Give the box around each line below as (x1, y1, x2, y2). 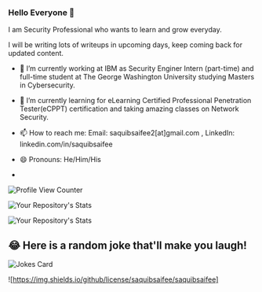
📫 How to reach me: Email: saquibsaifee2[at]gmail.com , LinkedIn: (19, 128, 235, 138)
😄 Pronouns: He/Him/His (19, 155, 102, 164)
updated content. (8, 49, 64, 58)
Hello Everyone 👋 (8, 7, 75, 18)
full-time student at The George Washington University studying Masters (19, 72, 255, 82)
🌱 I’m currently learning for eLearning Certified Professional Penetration (19, 96, 252, 105)
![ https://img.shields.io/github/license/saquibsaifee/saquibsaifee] (8, 275, 219, 284)
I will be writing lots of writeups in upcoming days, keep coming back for (8, 40, 243, 50)
